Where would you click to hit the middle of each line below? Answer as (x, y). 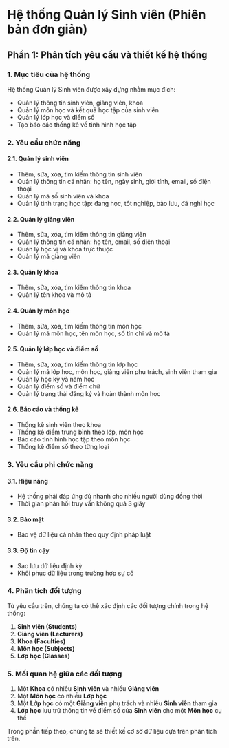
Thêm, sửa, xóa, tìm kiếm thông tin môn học (79, 326)
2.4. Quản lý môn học (39, 311)
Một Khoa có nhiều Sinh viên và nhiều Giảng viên (88, 689)
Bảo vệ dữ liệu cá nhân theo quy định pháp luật (84, 534)
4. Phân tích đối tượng (44, 591)
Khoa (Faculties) (41, 641)
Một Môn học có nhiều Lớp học (62, 696)
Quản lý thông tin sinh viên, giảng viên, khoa (80, 103)
